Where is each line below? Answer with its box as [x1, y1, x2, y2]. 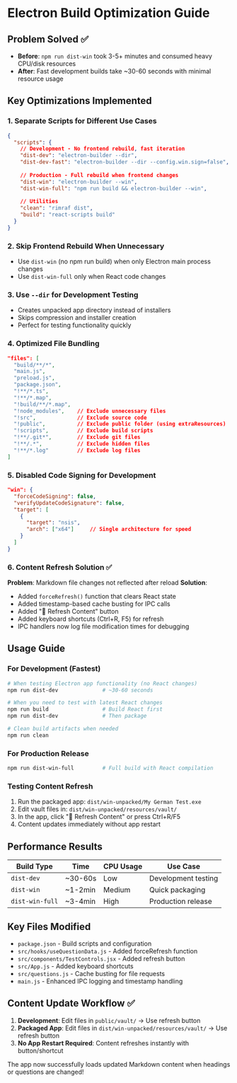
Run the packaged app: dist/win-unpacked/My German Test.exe [17, 798, 202, 806]
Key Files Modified [7, 920, 91, 932]
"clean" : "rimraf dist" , [20, 205, 93, 212]
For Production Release [7, 748, 90, 758]
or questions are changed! [7, 1067, 84, 1076]
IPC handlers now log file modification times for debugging [17, 622, 190, 631]
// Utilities [20, 198, 59, 205]
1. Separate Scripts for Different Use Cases [7, 116, 157, 126]
